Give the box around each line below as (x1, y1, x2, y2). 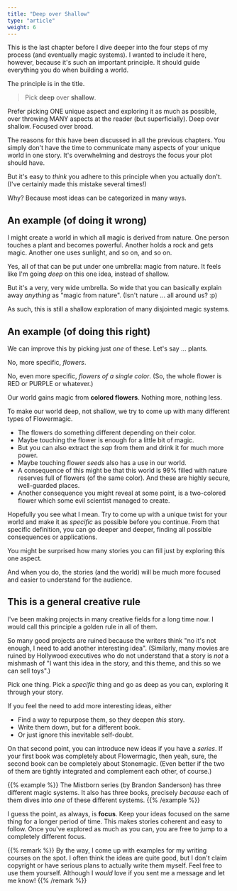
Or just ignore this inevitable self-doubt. (17, 730, 134, 739)
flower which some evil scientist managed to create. (17, 496, 170, 505)
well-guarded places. (17, 481, 80, 489)
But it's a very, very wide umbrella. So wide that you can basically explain (7, 284, 222, 292)
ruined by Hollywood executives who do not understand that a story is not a (7, 651, 229, 660)
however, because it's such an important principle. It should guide (7, 58, 200, 67)
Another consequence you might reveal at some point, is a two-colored (17, 489, 226, 497)
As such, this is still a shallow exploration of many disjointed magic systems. (7, 305, 230, 314)
